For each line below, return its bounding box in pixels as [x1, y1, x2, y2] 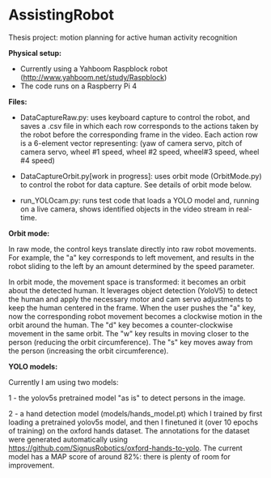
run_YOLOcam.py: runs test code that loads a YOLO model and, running [19, 195, 260, 205]
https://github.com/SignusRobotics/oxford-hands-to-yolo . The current [8, 443, 243, 453]
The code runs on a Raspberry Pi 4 [19, 81, 138, 91]
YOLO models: [8, 361, 58, 371]
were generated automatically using [8, 434, 128, 444]
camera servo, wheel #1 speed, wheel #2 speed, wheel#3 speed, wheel [19, 147, 260, 156]
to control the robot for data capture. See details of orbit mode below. [19, 180, 252, 190]
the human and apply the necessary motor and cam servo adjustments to [8, 294, 253, 304]
